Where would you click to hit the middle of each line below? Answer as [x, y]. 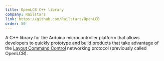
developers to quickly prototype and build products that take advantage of [82, 43]
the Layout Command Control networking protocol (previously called [76, 48]
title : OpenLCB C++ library [35, 10]
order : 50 [16, 24]
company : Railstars [26, 14]
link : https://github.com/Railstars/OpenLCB [52, 19]
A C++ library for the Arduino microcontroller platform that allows [72, 38]
